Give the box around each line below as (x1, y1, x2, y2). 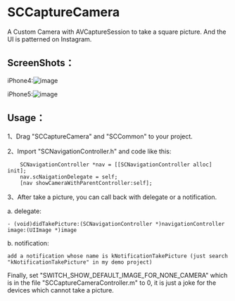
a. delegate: (7, 207, 42, 215)
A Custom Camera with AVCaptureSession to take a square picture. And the (7, 27, 227, 36)
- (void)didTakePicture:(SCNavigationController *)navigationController (7, 220, 225, 227)
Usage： (7, 112, 46, 124)
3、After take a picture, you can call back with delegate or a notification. (7, 193, 217, 201)
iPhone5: (7, 89, 33, 98)
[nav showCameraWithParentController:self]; (20, 179, 153, 186)
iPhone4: (7, 76, 34, 84)
